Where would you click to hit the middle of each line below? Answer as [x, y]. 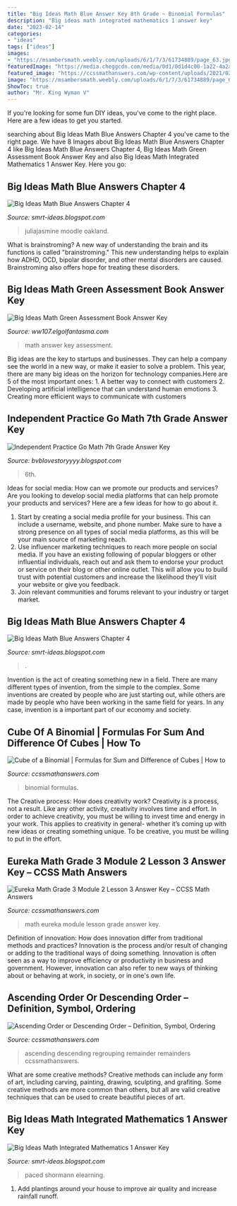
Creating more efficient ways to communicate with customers [97, 396]
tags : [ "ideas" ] [31, 47]
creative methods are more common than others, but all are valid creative [114, 1089]
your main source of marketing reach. [72, 539]
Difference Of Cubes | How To [74, 743]
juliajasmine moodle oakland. [67, 231]
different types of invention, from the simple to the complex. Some [104, 687]
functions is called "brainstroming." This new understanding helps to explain [118, 252]
